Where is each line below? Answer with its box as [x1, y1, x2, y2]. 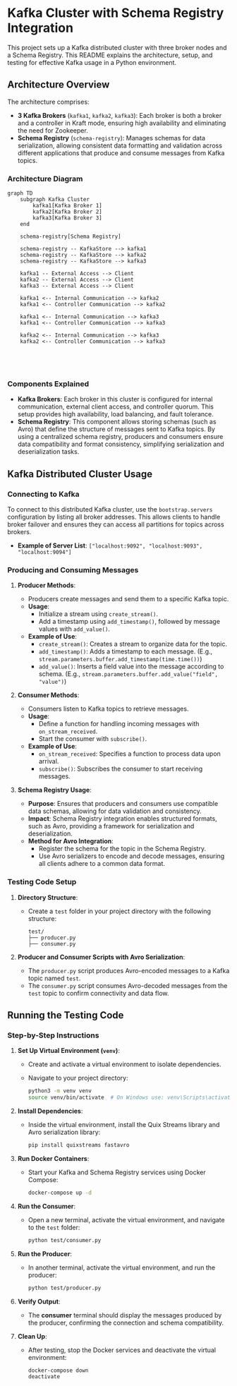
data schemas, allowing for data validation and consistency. [28, 807, 202, 816]
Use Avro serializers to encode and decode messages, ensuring [38, 852, 225, 860]
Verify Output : [17, 1297, 61, 1306]
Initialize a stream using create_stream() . [38, 610, 159, 618]
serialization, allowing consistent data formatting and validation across [17, 141, 222, 150]
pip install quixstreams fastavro [28, 1142, 130, 1149]
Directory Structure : [17, 893, 78, 901]
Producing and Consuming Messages [7, 565, 139, 574]
